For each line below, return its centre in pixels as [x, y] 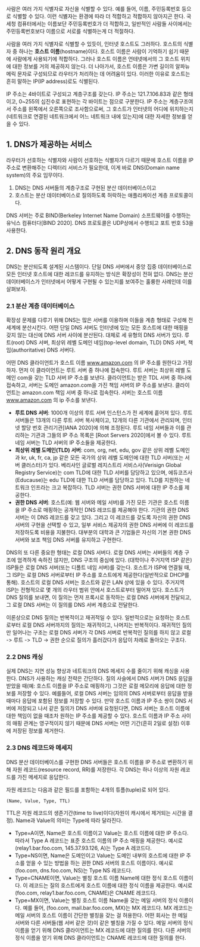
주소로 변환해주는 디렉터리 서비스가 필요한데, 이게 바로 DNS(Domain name [93, 167]
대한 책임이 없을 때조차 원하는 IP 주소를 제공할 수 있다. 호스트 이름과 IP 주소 [93, 716]
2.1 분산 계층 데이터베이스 [40, 306]
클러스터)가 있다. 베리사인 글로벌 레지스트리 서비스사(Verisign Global [101, 465]
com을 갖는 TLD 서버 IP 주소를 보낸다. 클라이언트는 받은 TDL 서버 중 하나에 [104, 377]
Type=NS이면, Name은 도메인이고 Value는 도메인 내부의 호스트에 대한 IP [100, 855]
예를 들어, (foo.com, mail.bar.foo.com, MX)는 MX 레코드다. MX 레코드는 [108, 908]
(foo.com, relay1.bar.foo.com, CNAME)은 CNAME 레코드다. [86, 893]
